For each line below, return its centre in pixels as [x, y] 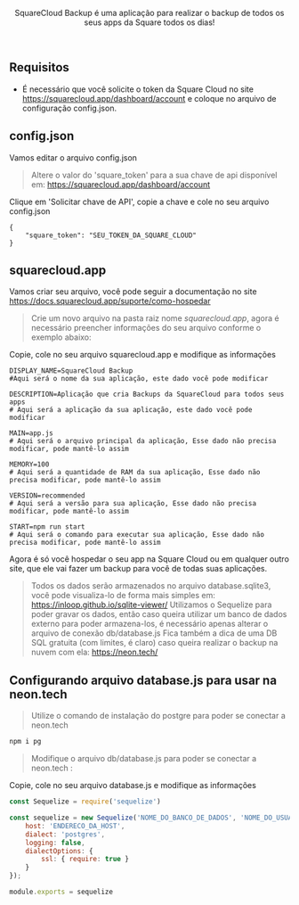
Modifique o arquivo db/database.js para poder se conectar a [144, 759]
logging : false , [56, 843]
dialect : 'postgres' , [65, 834]
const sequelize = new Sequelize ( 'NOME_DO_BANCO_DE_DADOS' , [123, 818]
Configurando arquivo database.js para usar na [143, 680]
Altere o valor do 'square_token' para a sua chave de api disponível [154, 175]
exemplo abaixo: [61, 337]
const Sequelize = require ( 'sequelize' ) [85, 802]
